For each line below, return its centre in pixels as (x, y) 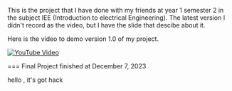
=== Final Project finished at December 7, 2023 (77, 66)
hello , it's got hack (35, 80)
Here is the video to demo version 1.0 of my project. (83, 39)
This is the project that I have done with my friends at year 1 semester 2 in (116, 10)
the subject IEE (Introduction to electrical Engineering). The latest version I (116, 18)
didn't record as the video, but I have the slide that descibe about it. (106, 25)
